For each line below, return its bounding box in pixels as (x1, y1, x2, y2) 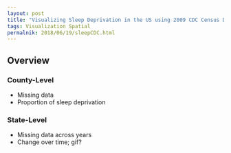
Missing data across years (16, 131, 92, 139)
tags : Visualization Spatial (7, 23, 91, 30)
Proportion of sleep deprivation (16, 97, 106, 106)
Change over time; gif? (16, 138, 82, 146)
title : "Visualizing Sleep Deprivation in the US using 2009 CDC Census (7, 16, 220, 23)
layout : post (7, 10, 45, 17)
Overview (7, 54, 50, 66)
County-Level (7, 75, 54, 84)
